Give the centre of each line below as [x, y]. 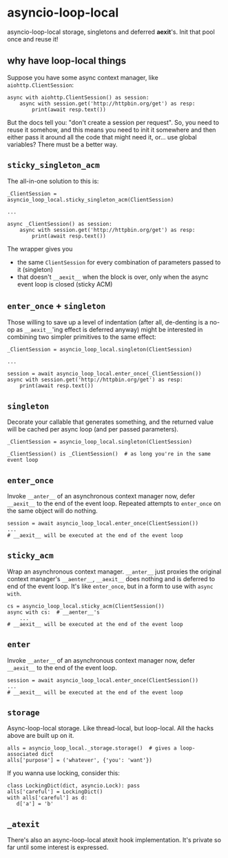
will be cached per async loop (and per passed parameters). [93, 429]
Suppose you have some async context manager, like [83, 77]
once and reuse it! [33, 39]
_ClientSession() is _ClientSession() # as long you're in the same [109, 454]
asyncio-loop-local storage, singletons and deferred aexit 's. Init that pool [111, 32]
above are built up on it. [41, 736]
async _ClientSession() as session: [60, 224]
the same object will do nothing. [52, 511]
